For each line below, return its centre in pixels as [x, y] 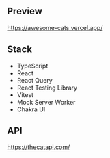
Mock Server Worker [46, 102]
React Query [35, 80]
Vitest [25, 94]
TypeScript [32, 66]
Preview [25, 11]
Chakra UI [31, 109]
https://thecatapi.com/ [39, 147]
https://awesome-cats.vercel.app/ [55, 27]
